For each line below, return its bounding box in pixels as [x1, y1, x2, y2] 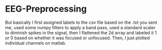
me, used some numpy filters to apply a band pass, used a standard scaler [5, 24, 156, 30]
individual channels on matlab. [5, 40, 67, 46]
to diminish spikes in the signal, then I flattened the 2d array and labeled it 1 [5, 30, 157, 35]
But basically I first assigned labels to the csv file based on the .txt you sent [5, 19, 158, 25]
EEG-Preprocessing [5, 3, 87, 15]
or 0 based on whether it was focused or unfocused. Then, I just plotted [5, 35, 150, 41]
